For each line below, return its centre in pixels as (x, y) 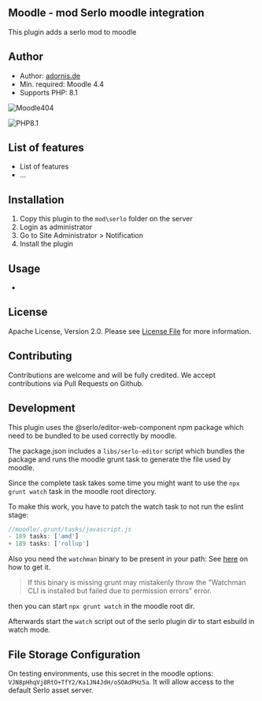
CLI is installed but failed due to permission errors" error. (120, 591)
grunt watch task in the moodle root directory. (82, 491)
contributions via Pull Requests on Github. (76, 383)
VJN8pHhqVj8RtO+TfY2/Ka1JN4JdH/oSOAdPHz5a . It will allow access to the (121, 681)
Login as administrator (56, 227)
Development (42, 408)
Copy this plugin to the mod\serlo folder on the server (106, 219)
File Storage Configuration (74, 654)
